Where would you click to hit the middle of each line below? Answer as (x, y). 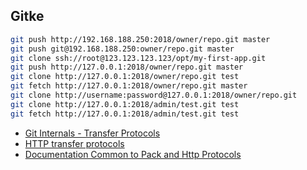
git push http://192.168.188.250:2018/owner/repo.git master (140, 39)
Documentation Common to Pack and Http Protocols (133, 154)
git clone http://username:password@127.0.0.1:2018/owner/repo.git (154, 95)
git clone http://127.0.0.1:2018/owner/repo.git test (125, 77)
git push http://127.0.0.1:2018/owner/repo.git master (127, 67)
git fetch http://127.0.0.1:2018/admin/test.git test (125, 114)
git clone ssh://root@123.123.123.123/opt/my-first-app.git (138, 58)
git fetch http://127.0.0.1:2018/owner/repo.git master (129, 86)
